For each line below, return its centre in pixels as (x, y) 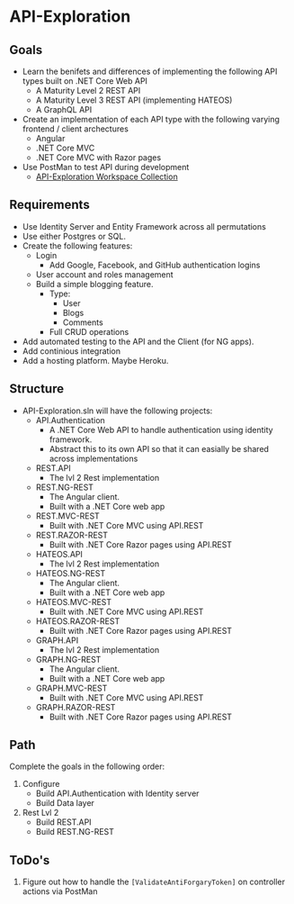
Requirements (49, 205)
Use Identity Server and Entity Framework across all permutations (144, 226)
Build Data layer (65, 803)
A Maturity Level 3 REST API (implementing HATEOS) (134, 100)
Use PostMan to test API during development (106, 167)
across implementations (94, 458)
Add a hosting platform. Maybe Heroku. (95, 360)
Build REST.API (63, 822)
